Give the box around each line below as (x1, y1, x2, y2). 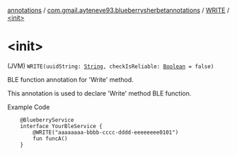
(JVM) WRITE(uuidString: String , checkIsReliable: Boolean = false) (7, 62, 214, 70)
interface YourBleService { (20, 122, 103, 130)
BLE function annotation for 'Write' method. (7, 75, 134, 84)
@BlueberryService (20, 116, 74, 123)
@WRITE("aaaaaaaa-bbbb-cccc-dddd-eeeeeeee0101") (33, 129, 179, 136)
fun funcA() (33, 134, 69, 142)
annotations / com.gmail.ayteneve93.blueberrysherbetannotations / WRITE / (7, 6, 230, 14)
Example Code (7, 103, 50, 111)
